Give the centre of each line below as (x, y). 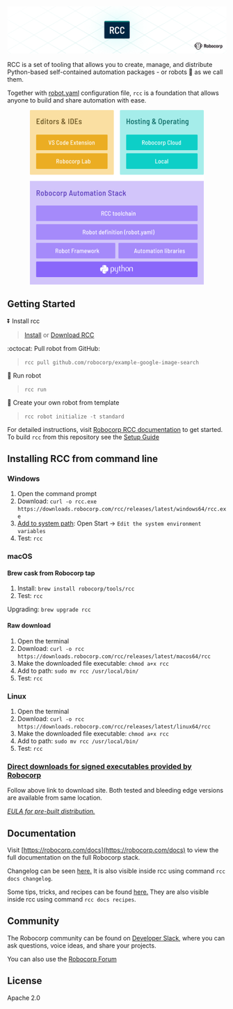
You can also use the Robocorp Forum (62, 959)
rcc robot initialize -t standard (74, 417)
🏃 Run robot (24, 375)
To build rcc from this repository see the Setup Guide (83, 437)
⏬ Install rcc (24, 321)
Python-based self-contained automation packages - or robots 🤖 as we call (115, 72)
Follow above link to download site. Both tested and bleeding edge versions (115, 791)
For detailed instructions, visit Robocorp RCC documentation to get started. (115, 429)
